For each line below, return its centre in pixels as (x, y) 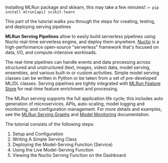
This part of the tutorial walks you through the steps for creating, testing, (80, 21)
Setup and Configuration (38, 134)
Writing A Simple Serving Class (44, 139)
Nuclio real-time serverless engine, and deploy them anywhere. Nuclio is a (82, 42)
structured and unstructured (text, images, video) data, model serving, (78, 67)
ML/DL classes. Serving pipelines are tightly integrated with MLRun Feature (83, 83)
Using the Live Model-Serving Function (53, 150)
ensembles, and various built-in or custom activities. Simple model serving (82, 73)
